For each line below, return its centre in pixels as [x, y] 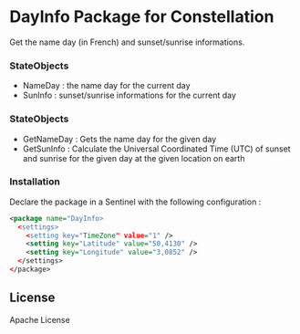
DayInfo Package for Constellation [142, 17]
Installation [35, 182]
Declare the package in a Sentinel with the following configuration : [135, 202]
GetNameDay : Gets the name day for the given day [119, 139]
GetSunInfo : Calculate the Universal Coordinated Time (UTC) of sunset [156, 149]
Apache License [40, 319]
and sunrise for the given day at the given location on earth [134, 158]
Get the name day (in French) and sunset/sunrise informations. [127, 42]
